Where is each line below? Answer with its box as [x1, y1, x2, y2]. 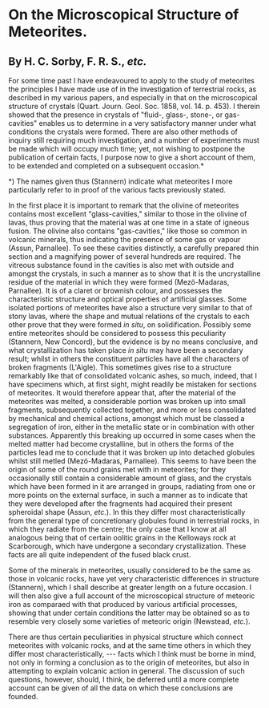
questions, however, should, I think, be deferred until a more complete [8, 675, 239, 684]
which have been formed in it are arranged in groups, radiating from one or [8, 482, 255, 491]
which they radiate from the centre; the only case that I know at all [8, 524, 227, 534]
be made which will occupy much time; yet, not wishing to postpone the [8, 144, 246, 153]
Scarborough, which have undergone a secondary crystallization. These [8, 541, 247, 551]
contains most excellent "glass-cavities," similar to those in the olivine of [8, 209, 247, 218]
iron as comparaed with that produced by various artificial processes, [8, 600, 238, 609]
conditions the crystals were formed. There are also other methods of [8, 127, 239, 136]
